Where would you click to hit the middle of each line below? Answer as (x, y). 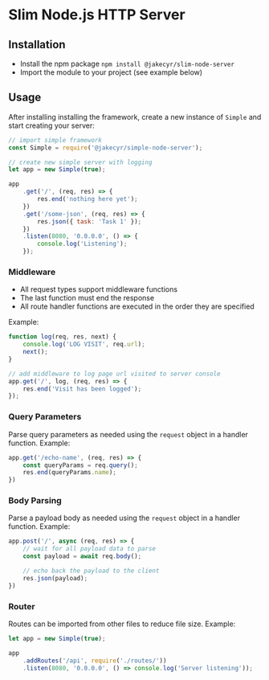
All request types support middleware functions (99, 289)
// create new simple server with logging (80, 162)
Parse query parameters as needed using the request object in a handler (128, 434)
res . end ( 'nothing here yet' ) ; (88, 199)
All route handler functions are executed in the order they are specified (137, 306)
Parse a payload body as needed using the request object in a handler (124, 518)
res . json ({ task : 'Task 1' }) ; (90, 221)
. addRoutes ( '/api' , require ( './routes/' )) (95, 661)
